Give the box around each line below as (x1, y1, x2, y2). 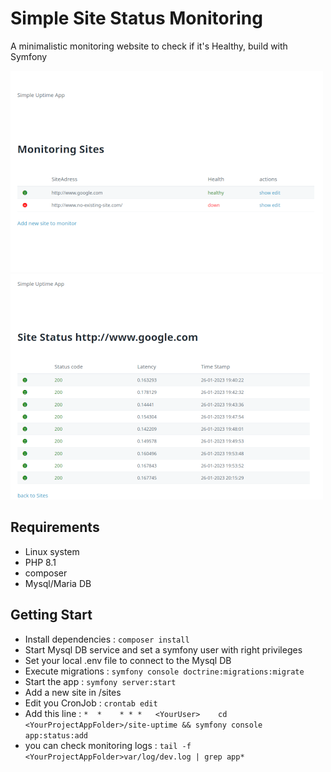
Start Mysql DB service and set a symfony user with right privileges (24, 643, 303, 656)
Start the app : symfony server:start (24, 675, 177, 687)
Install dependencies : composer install (24, 633, 190, 645)
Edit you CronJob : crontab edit (24, 697, 158, 709)
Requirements (10, 519, 100, 536)
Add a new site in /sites (24, 686, 122, 698)
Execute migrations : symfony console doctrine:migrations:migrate (24, 665, 305, 677)
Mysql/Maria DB (24, 577, 92, 589)
